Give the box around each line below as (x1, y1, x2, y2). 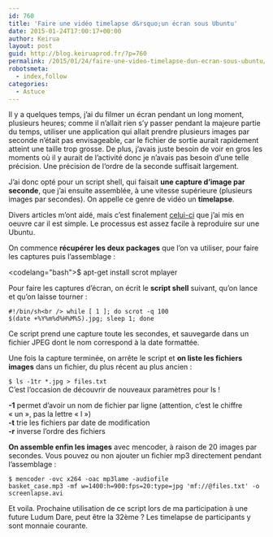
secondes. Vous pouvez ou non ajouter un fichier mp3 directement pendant (8, 451, 262, 461)
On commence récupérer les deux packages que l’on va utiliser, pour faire (8, 243, 259, 253)
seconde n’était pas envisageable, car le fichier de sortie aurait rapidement (8, 136, 259, 145)
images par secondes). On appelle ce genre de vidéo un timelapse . (8, 194, 235, 204)
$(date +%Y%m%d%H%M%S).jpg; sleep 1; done (8, 314, 154, 323)
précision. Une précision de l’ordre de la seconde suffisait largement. (8, 162, 240, 171)
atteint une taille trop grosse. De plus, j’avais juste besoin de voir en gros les (8, 144, 262, 154)
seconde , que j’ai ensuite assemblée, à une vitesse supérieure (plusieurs (8, 186, 253, 196)
